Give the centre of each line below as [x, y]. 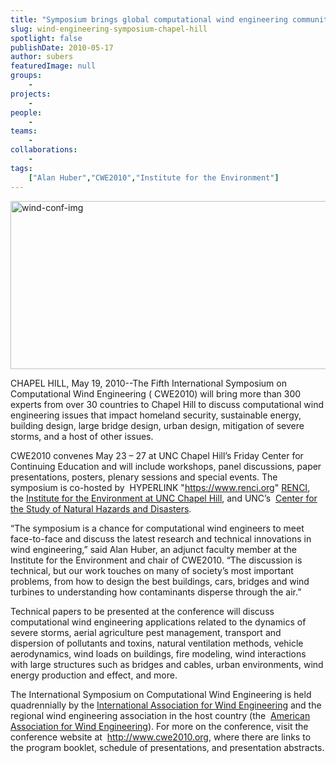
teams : [24, 131]
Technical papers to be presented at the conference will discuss [142, 611]
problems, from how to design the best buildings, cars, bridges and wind [160, 581]
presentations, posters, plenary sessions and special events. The [144, 477]
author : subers [42, 57]
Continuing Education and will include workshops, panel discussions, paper [166, 466]
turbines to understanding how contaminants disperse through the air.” [156, 592]
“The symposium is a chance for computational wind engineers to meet [157, 528]
